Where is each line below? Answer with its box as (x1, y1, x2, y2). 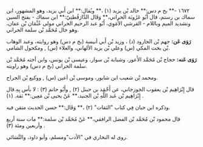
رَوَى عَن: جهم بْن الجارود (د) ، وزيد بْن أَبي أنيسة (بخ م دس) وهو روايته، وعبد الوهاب (6, 38, 191, 45)
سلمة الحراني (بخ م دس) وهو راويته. (6, 62, 88, 69)
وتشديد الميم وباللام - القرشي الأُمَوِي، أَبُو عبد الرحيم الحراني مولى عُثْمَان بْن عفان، (6, 20, 191, 27)
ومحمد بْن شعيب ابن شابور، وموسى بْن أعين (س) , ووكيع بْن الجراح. (6, 74, 159, 81)
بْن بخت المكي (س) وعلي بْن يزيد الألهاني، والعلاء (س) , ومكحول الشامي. (6, 44, 170, 51)
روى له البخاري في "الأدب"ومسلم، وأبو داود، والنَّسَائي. (6, 134, 128, 140)
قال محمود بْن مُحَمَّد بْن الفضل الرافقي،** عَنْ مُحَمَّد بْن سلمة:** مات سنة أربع (6, 116, 181, 122)
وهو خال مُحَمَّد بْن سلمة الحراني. (6, 26, 79, 33)
